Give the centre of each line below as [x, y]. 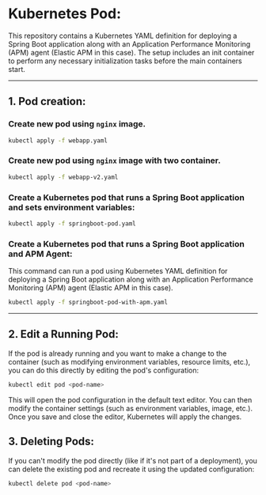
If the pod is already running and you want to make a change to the [118, 353]
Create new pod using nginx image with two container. [115, 161]
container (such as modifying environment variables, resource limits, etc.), [129, 361]
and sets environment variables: [72, 207]
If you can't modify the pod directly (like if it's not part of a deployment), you [133, 460]
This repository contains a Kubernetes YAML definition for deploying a [123, 36]
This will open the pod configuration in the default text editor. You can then [130, 399]
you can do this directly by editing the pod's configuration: [104, 370]
